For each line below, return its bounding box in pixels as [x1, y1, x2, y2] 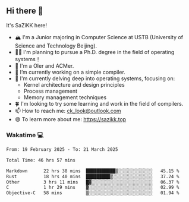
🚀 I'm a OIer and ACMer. [14, 62, 74, 69]
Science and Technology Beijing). [14, 42, 97, 49]
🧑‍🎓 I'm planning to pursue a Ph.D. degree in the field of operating [14, 48, 175, 55]
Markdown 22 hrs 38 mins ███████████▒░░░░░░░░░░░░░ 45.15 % [6, 168, 179, 174]
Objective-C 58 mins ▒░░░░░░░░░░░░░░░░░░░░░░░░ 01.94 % [6, 190, 179, 196]
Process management [23, 87, 78, 94]
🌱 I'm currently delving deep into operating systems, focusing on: [14, 75, 175, 82]
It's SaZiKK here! [6, 21, 48, 29]
